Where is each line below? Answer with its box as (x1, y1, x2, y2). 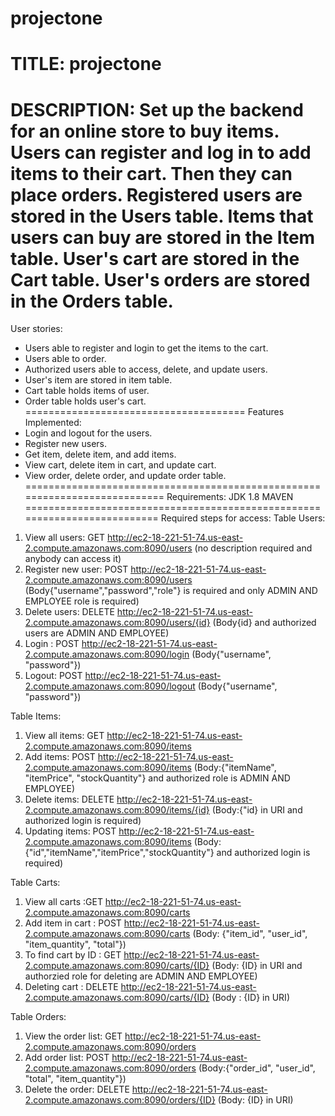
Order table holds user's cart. (24, 395, 147, 407)
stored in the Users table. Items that (10, 205, 314, 227)
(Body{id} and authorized (212, 617, 317, 629)
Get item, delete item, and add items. (24, 448, 177, 461)
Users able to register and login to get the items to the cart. (24, 342, 269, 354)
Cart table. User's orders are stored (10, 268, 311, 291)
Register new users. (24, 438, 108, 450)
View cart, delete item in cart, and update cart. (24, 459, 217, 471)
